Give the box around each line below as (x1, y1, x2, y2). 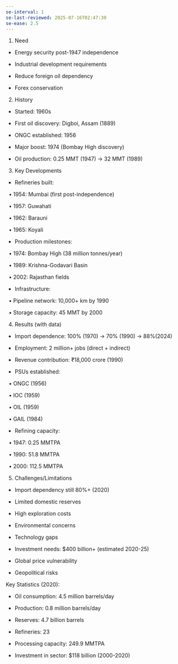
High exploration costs (14, 510, 71, 518)
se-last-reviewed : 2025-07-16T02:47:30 (5, 15, 107, 21)
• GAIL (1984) (8, 416, 43, 423)
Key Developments (14, 167, 62, 175)
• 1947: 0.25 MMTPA (8, 439, 61, 446)
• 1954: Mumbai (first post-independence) (8, 190, 115, 198)
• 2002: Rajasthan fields (8, 273, 69, 281)
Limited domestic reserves (14, 498, 81, 505)
